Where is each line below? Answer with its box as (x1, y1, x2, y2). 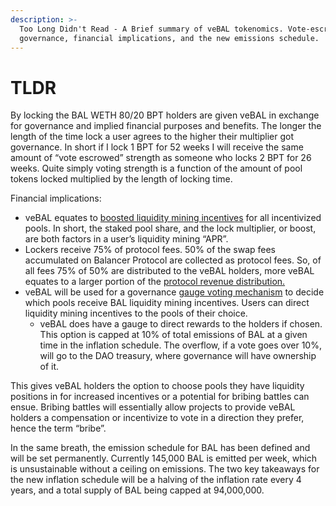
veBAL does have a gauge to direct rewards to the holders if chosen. (39, 318, 323, 330)
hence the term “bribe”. (10, 422, 107, 435)
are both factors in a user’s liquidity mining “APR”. (24, 233, 229, 245)
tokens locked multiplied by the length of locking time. (10, 173, 233, 185)
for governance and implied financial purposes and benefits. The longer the (10, 120, 322, 132)
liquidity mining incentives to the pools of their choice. (24, 307, 248, 320)
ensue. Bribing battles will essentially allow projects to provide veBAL (10, 401, 296, 413)
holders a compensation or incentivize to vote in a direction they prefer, (10, 412, 305, 424)
